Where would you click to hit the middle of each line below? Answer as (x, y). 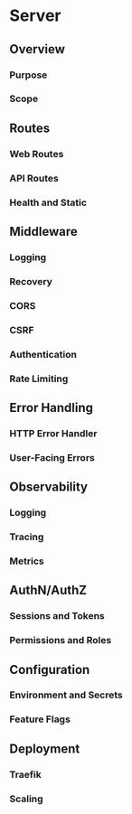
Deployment (45, 749)
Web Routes (37, 154)
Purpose (28, 75)
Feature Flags (40, 719)
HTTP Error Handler (53, 433)
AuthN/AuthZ (48, 590)
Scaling (26, 799)
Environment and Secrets (66, 695)
